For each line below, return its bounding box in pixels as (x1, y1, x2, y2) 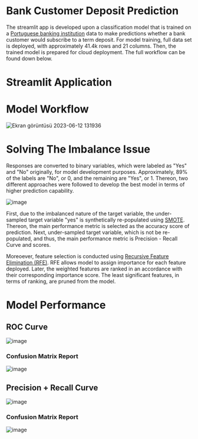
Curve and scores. (6, 242, 51, 248)
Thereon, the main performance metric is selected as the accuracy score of (6, 223, 190, 229)
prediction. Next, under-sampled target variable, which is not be (6, 229, 161, 236)
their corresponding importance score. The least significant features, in (6, 272, 180, 278)
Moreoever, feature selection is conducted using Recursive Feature (6, 253, 169, 260)
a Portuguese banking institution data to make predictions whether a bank (6, 29, 186, 37)
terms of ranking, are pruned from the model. (6, 278, 116, 285)
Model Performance (6, 299, 106, 312)
